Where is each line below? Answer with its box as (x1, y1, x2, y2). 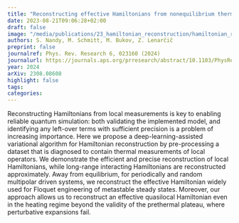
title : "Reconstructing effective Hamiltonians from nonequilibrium (7, 10, 215, 18)
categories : (7, 90, 43, 97)
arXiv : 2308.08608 (7, 70, 62, 77)
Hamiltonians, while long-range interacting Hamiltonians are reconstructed (7, 162, 226, 171)
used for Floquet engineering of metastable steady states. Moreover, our (7, 185, 221, 194)
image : (7, 30, 27, 38)
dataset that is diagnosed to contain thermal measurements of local (7, 147, 206, 156)
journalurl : (7, 57, 43, 64)
